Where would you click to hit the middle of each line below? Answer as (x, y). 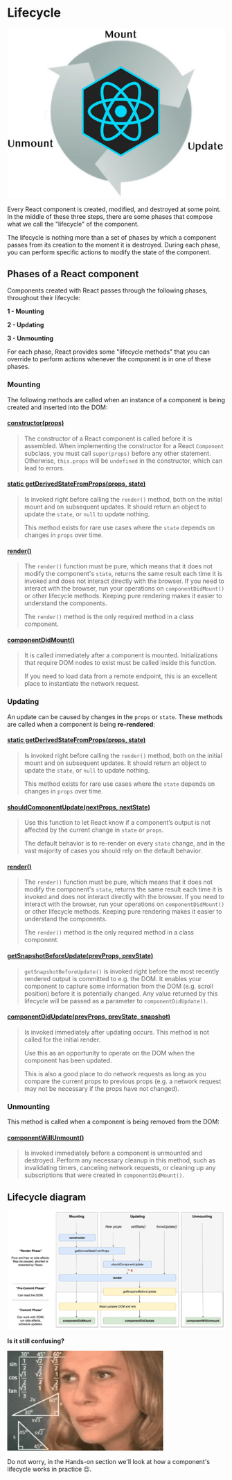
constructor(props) (36, 423)
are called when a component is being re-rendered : (81, 724)
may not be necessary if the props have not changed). (101, 1088)
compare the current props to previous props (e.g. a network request (123, 1081)
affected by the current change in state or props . (94, 830)
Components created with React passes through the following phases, (107, 290)
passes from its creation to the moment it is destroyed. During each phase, (114, 245)
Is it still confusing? (36, 1341)
